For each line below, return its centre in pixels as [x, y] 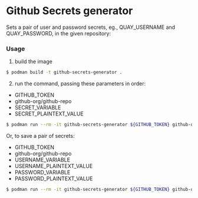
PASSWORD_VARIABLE [42, 172]
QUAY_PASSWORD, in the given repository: [59, 33]
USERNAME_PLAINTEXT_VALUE [54, 166]
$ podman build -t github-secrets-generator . [64, 72]
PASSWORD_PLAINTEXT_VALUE [54, 179]
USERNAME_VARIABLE [42, 160]
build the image [34, 62]
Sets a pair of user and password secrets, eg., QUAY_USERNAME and [91, 27]
